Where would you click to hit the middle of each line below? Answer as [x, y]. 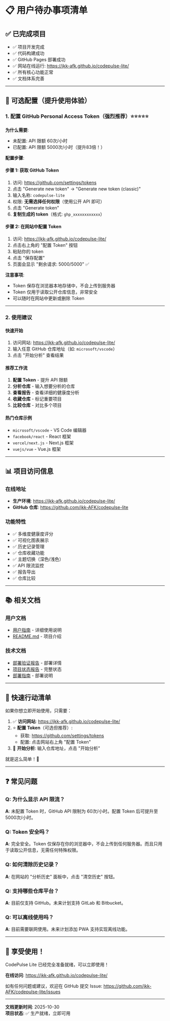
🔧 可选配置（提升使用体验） [48, 101]
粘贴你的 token [28, 251]
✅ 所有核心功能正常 [33, 72]
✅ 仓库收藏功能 [28, 552]
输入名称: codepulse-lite [39, 195]
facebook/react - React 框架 [42, 436]
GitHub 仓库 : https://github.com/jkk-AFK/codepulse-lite [70, 507]
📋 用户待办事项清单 [47, 10]
